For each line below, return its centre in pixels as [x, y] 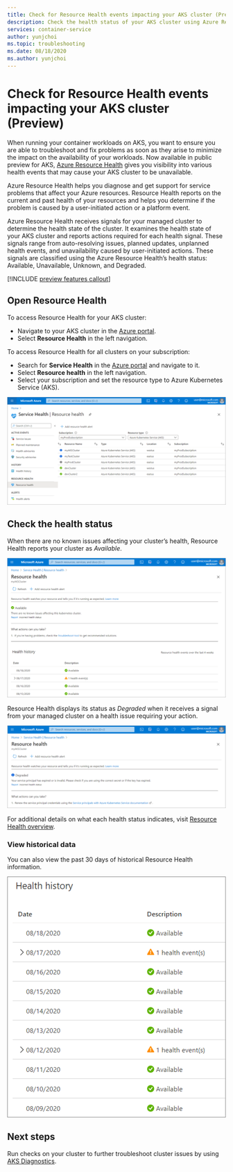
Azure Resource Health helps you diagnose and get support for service [109, 185]
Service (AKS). [38, 387]
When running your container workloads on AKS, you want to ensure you [111, 142]
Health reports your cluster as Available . [65, 548]
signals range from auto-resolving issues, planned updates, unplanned [108, 243]
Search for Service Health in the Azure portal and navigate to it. [109, 365]
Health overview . [31, 826]
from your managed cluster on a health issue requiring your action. [103, 716]
